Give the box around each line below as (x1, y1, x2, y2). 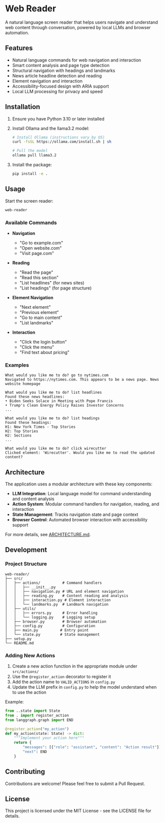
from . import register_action (5, 713, 69, 718)
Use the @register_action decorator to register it (12, 674, 111, 680)
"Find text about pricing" (19, 349, 70, 355)
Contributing (5, 767, 45, 776)
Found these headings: (5, 420, 52, 425)
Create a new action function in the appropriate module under (12, 663, 137, 669)
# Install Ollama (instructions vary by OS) (12, 135, 105, 140)
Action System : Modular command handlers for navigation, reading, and (12, 501, 160, 507)
